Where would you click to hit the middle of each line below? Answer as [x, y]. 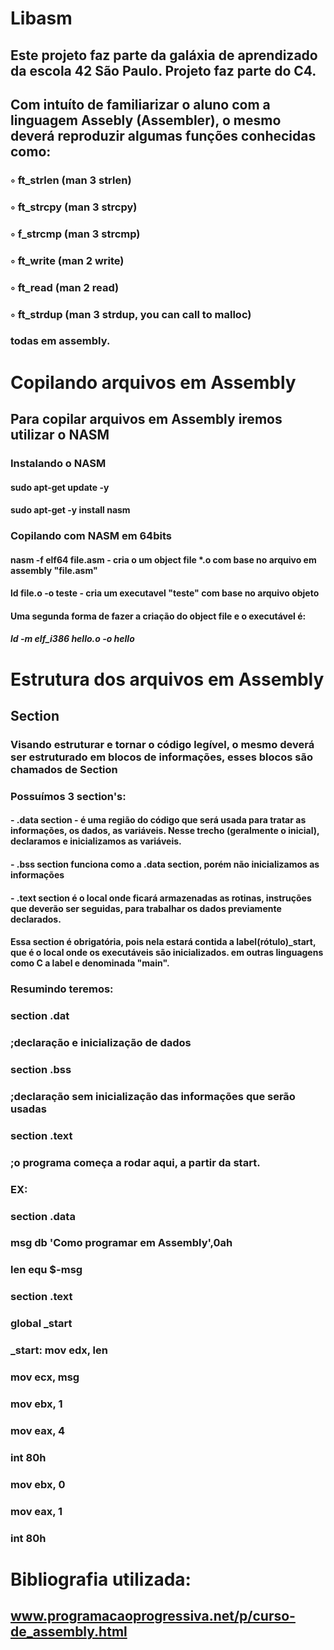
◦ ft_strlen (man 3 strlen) [71, 180]
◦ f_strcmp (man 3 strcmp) [75, 234]
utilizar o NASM [60, 435]
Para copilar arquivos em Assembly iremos [146, 419]
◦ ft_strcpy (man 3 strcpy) [74, 207]
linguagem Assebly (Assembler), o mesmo [146, 120]
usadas [28, 1109]
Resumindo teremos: [62, 989]
